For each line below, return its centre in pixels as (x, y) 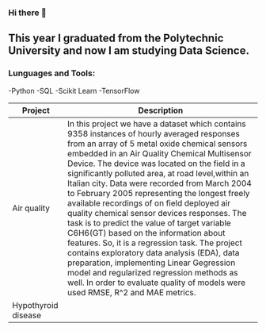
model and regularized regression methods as (153, 272)
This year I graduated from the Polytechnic (116, 38)
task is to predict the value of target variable (149, 223)
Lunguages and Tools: (52, 73)
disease (27, 315)
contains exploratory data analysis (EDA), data (153, 252)
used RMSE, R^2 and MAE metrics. (131, 292)
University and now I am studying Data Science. (129, 51)
